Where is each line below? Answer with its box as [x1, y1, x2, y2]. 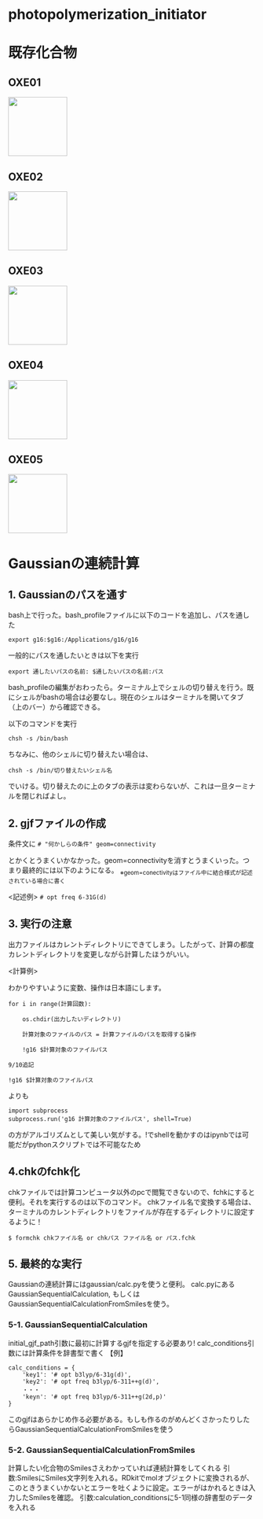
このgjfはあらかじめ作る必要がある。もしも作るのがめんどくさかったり [8, 1414, 237, 1424]
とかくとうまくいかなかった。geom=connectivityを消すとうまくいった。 [8, 856, 243, 865]
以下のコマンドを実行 [8, 719, 77, 728]
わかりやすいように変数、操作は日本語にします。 [8, 983, 166, 992]
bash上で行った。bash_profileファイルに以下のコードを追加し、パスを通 [8, 610, 243, 620]
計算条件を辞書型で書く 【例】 [28, 1348, 127, 1358]
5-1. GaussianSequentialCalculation [8, 1319, 148, 1330]
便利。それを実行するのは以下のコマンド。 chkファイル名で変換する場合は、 [8, 1197, 256, 1207]
